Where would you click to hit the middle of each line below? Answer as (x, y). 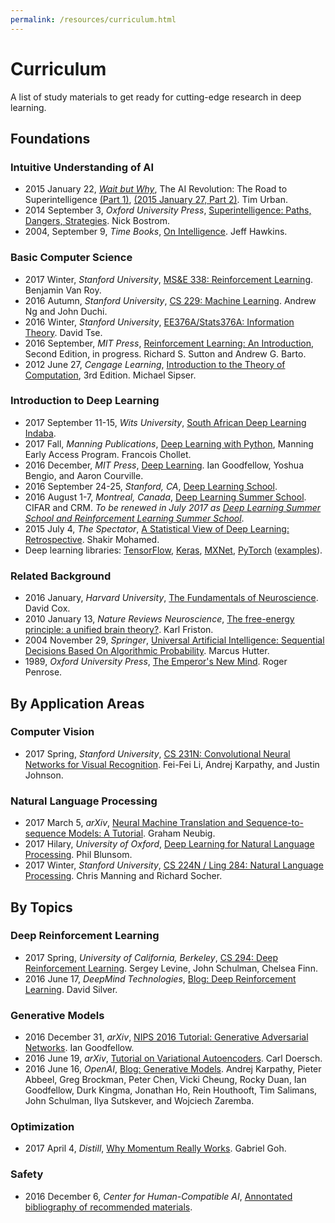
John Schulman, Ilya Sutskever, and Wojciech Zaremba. (139, 1101)
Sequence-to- (274, 823)
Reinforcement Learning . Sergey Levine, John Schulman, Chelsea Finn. (171, 968)
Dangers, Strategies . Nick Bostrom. (97, 221)
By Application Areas (77, 703)
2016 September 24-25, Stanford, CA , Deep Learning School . (151, 486)
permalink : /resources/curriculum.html (93, 19)
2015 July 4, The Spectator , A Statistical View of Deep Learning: (157, 528)
